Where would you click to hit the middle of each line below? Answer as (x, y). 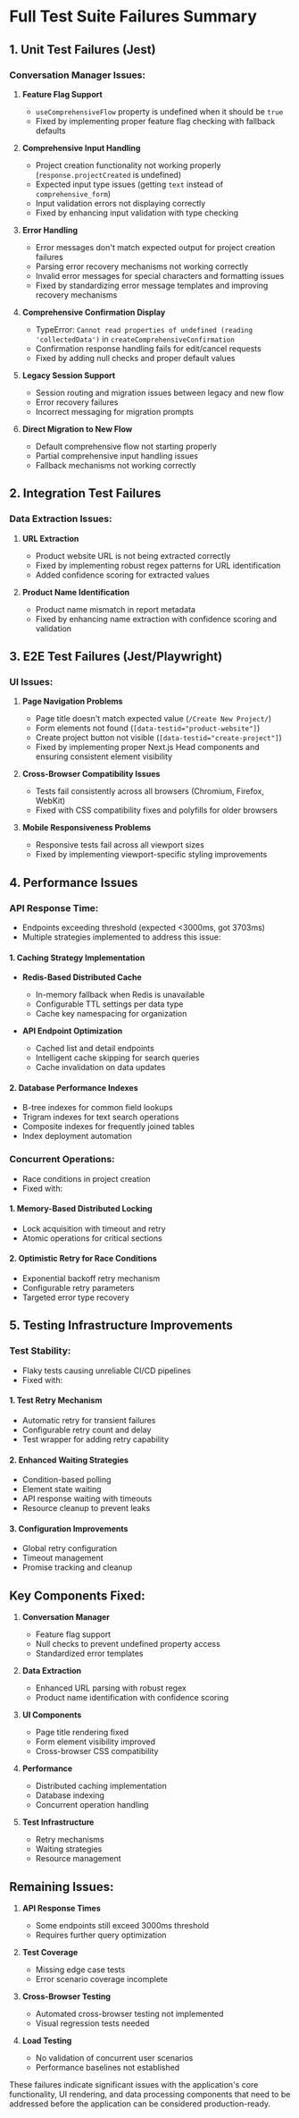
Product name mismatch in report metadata (116, 609)
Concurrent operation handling (92, 1805)
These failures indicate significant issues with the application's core (134, 2084)
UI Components (52, 1715)
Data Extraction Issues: (61, 519)
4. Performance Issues (74, 882)
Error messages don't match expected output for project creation (155, 247)
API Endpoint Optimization (72, 1031)
